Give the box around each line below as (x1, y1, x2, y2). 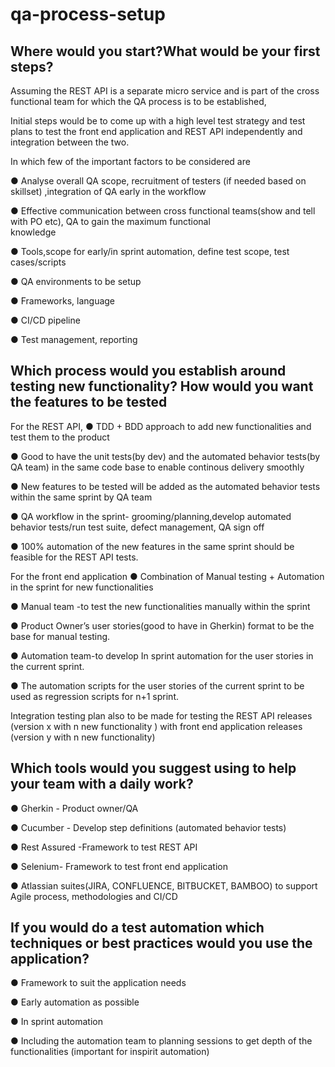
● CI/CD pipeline (10, 314, 81, 326)
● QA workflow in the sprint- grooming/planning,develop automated (10, 510, 292, 522)
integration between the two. (10, 136, 130, 148)
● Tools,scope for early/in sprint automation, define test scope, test (10, 246, 290, 257)
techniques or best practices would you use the (10, 935, 313, 952)
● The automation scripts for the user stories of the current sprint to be (10, 679, 305, 692)
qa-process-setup (10, 3, 166, 26)
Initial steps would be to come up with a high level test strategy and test (10, 115, 306, 127)
